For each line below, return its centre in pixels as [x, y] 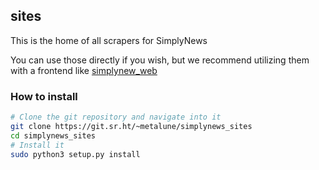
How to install [44, 96]
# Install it [37, 145]
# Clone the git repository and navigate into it [116, 117]
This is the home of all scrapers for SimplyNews [109, 40]
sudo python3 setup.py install [75, 154]
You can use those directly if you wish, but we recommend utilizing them [160, 60]
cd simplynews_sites [53, 135]
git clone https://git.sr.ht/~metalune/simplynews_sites [131, 126]
